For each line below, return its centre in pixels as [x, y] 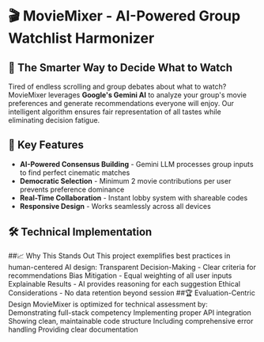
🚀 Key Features [46, 145]
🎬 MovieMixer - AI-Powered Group [124, 16]
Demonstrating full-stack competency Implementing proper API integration [130, 312]
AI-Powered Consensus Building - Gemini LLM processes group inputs [137, 164]
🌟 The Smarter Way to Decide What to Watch [121, 68]
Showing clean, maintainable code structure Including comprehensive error [131, 321]
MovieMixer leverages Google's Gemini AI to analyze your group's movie [128, 95]
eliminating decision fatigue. [54, 120]
